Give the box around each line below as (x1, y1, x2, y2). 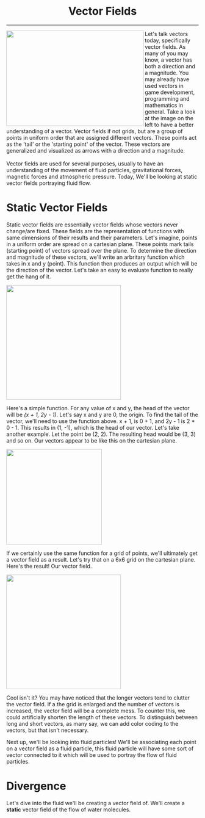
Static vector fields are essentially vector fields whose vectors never (6, 221, 178, 228)
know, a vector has (145, 56, 192, 63)
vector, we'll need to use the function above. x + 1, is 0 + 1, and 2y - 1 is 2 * (6, 417, 195, 425)
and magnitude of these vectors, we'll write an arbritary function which (6, 253, 185, 261)
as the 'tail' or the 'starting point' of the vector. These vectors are (6, 140, 170, 148)
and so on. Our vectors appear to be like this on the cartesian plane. (6, 436, 177, 444)
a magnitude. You (145, 69, 189, 76)
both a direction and (145, 62, 196, 70)
